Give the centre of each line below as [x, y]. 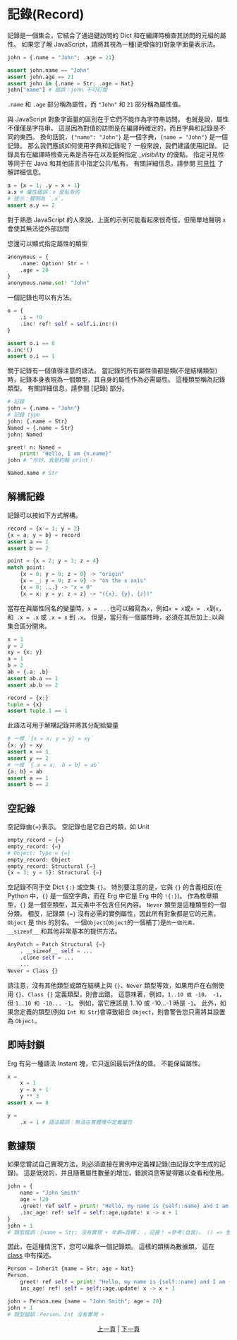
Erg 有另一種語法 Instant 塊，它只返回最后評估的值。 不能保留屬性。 [106, 1063]
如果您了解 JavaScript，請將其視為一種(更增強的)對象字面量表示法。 [120, 44]
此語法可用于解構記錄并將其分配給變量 [63, 725]
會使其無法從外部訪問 [38, 228]
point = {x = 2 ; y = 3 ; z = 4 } [53, 561]
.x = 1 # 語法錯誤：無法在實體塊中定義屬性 [76, 1122]
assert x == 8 [28, 1103]
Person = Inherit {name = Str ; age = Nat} [71, 1269]
